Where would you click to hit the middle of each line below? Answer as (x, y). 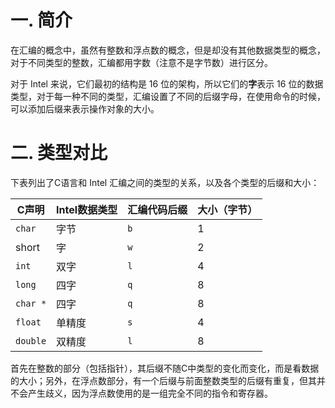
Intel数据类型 (87, 209)
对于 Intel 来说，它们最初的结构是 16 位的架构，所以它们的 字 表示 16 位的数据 (167, 83)
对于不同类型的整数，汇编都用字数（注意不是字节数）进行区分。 (141, 62)
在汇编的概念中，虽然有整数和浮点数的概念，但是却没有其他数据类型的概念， (168, 50)
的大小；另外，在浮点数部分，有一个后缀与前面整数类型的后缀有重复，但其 (163, 380)
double (31, 340)
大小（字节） (227, 209)
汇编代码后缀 (157, 209)
